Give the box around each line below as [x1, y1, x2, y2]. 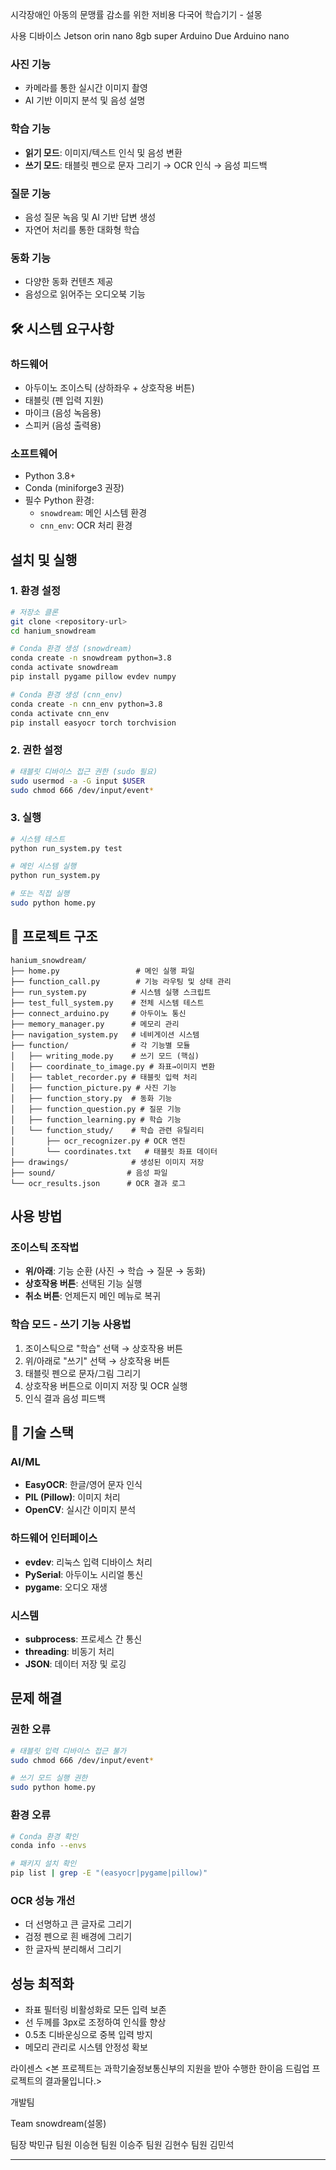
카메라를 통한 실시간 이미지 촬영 [24, 82, 148, 94]
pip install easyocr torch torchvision [10, 718, 177, 728]
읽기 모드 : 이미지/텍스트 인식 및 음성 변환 [24, 146, 183, 158]
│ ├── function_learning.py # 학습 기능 [10, 1114, 182, 1125]
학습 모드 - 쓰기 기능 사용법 [10, 1318, 132, 1332]
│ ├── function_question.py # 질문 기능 [10, 1104, 182, 1114]
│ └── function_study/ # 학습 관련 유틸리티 [10, 1125, 205, 1135]
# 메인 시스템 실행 [10, 861, 77, 872]
